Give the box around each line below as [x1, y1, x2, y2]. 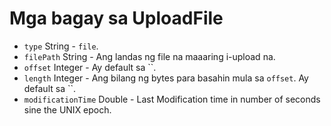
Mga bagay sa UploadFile [9, 7, 224, 30]
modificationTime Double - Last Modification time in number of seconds [23, 93, 321, 105]
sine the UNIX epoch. [23, 103, 112, 116]
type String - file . [23, 40, 99, 52]
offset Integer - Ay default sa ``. [23, 61, 157, 73]
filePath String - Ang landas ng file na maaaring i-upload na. [23, 50, 276, 62]
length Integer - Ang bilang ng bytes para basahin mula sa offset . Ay [23, 72, 309, 84]
